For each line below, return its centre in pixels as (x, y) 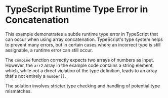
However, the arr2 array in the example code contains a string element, (80, 65)
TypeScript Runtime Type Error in (77, 9)
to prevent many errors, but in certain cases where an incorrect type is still (83, 44)
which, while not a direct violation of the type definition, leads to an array (81, 70)
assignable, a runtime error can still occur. (49, 50)
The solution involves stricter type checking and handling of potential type (83, 86)
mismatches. (18, 91)
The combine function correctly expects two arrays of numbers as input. (80, 60)
